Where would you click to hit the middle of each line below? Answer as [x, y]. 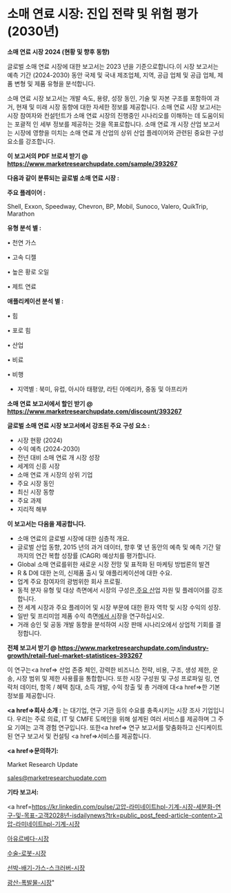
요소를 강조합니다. [31, 141]
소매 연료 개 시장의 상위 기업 [55, 474]
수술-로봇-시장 [27, 853]
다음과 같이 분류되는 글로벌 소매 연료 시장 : [63, 178]
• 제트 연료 [22, 286]
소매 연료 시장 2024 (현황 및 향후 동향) [59, 52]
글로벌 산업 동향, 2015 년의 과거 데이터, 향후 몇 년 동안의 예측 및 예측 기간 [115, 547]
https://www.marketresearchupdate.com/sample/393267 [92, 163]
